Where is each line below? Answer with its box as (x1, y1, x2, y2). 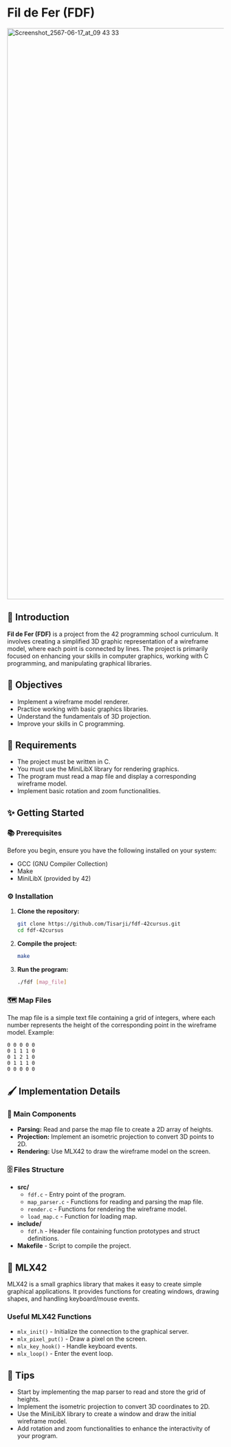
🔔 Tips (7, 1369, 35, 1381)
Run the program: (16, 965, 69, 973)
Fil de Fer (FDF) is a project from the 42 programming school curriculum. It (7, 630, 219, 638)
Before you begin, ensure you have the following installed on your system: (7, 846, 217, 855)
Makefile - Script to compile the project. (16, 1241, 131, 1250)
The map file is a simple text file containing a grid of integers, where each (7, 1014, 215, 1022)
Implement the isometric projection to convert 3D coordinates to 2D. (16, 1402, 210, 1411)
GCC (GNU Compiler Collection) (16, 860, 109, 868)
